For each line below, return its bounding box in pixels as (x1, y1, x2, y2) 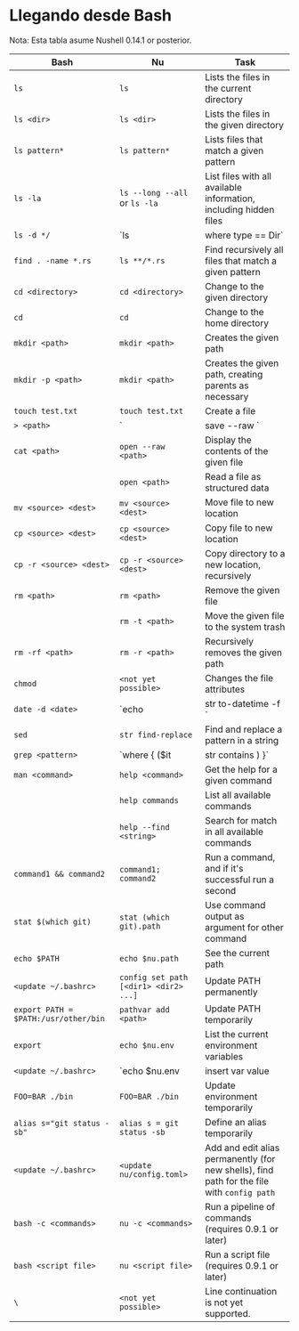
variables (204, 1050, 244, 1062)
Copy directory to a (204, 547, 286, 559)
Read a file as (204, 470, 262, 483)
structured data (204, 482, 270, 494)
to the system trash (204, 621, 286, 633)
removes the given (204, 646, 283, 659)
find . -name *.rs (13, 256, 92, 265)
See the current (204, 946, 270, 959)
